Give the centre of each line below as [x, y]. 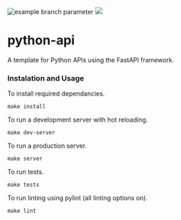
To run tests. [26, 172]
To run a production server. [47, 146]
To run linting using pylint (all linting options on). [77, 198]
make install [27, 107]
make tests [23, 185]
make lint [22, 211]
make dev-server [31, 133]
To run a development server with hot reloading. [78, 120]
